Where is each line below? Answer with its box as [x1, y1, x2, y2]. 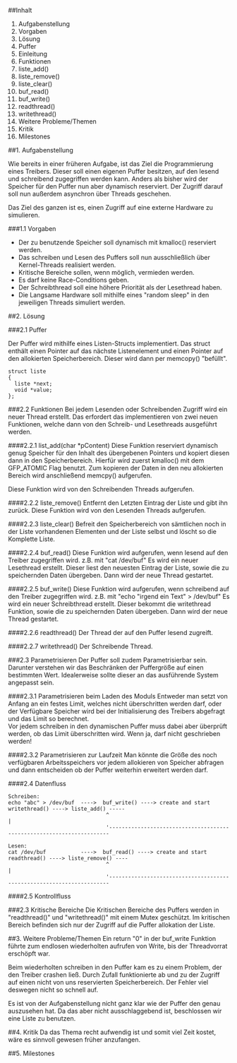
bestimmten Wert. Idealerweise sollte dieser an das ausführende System [8, 671, 219, 679]
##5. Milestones [8, 1049, 55, 1057]
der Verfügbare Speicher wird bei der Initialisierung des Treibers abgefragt [8, 707, 225, 715]
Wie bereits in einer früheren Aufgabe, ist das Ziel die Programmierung [8, 160, 214, 168]
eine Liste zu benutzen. [8, 1014, 76, 1023]
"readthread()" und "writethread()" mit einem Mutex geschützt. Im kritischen [8, 913, 230, 921]
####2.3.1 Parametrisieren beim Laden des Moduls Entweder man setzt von [8, 692, 229, 700]
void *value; [14, 386, 53, 393]
